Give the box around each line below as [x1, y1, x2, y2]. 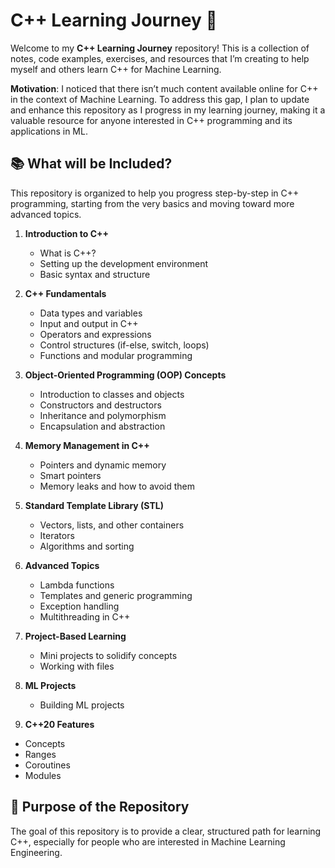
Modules [24, 769, 62, 781]
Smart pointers [39, 469, 102, 481]
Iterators [39, 529, 75, 541]
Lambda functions [39, 579, 115, 591]
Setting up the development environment [39, 257, 209, 269]
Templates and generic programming [39, 589, 193, 601]
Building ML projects [39, 699, 125, 711]
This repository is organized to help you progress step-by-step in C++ [10, 187, 300, 199]
